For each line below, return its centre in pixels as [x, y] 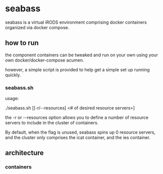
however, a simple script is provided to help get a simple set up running [78, 70]
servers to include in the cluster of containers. [52, 123]
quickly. [13, 75]
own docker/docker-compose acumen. [45, 60]
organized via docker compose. [37, 27]
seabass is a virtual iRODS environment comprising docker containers [76, 22]
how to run [22, 43]
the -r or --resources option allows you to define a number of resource [77, 118]
